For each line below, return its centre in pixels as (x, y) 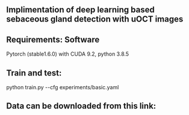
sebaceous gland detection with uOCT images (95, 19)
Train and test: (34, 73)
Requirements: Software (53, 39)
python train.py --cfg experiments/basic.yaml (63, 87)
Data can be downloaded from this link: (81, 106)
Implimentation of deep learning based (80, 10)
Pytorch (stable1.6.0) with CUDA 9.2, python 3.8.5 (68, 54)
